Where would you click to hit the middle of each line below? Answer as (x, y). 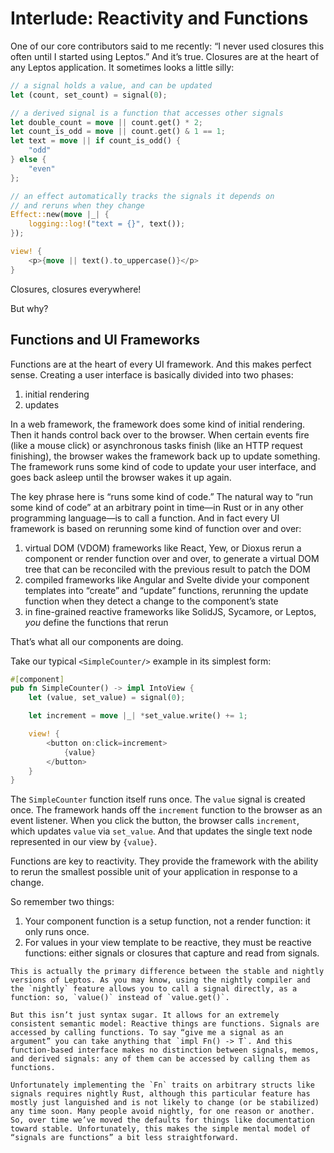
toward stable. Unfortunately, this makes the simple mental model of (160, 1129)
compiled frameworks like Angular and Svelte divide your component (167, 579)
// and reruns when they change (77, 205)
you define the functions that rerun (96, 622)
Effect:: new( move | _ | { (60, 215)
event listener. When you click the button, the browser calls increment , (155, 821)
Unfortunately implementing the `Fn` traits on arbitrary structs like (162, 1085)
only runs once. (57, 932)
